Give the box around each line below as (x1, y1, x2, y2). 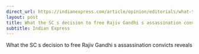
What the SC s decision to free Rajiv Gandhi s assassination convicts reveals (6, 42, 192, 49)
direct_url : (6, 8, 36, 15)
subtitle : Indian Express (6, 25, 70, 31)
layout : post (6, 14, 38, 20)
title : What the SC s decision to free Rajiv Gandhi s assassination (6, 20, 182, 26)
